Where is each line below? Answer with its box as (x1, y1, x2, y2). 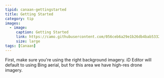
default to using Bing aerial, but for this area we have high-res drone (5, 62, 143, 68)
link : (16, 35, 27, 39)
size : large (16, 39, 41, 44)
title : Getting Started (5, 12, 54, 17)
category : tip (5, 16, 34, 21)
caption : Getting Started (16, 30, 69, 35)
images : (5, 20, 21, 26)
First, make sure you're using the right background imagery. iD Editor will (5, 57, 152, 62)
